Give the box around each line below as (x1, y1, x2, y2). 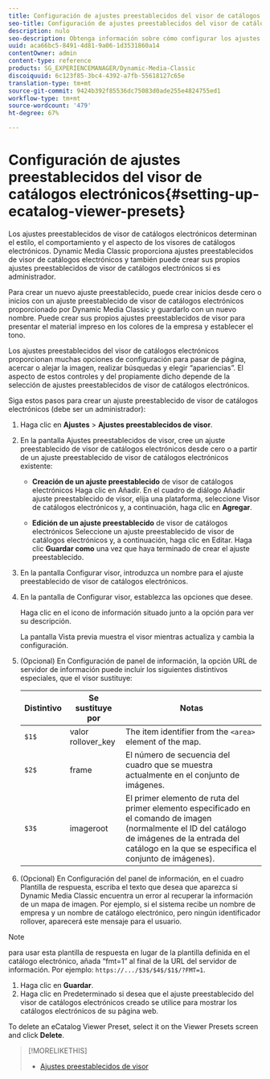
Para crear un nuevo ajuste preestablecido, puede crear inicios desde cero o (8, 287, 262, 297)
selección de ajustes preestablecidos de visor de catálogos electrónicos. (8, 380, 250, 389)
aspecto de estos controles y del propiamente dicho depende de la (8, 371, 231, 381)
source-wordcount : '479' (8, 102, 92, 110)
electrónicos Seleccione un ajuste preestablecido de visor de (31, 526, 235, 536)
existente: (19, 461, 53, 471)
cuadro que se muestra (125, 759, 213, 770)
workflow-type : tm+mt (8, 94, 81, 102)
